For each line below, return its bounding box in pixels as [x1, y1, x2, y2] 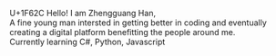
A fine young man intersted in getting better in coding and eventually [9, 17, 267, 28]
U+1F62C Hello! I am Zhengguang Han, [9, 8, 157, 18]
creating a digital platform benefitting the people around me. [9, 27, 236, 37]
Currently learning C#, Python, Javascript [9, 36, 166, 47]
